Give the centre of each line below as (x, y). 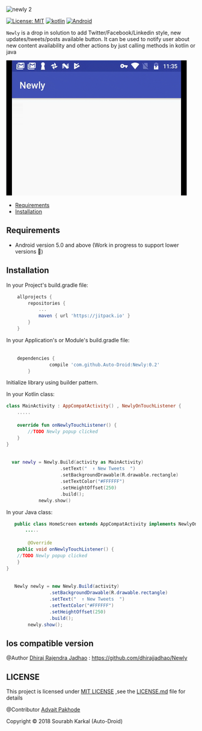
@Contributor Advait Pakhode (43, 710)
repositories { (47, 303)
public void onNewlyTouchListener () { (66, 549)
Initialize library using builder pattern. (52, 383)
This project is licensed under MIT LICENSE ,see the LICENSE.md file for (96, 692)
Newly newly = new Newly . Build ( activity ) (67, 586)
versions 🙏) (29, 251)
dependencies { (36, 358)
